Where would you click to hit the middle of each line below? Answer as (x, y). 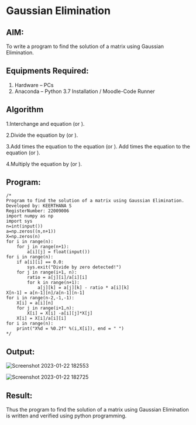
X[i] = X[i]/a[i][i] (42, 319)
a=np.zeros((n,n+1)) (31, 231)
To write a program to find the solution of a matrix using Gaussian (85, 46)
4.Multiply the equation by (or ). (44, 164)
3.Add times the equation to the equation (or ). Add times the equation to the (98, 146)
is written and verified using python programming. (66, 416)
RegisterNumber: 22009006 (37, 211)
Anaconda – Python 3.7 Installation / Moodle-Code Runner (85, 91)
